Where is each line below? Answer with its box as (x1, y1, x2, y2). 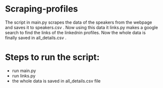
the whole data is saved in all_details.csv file (12, 78, 101, 84)
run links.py (12, 73, 35, 78)
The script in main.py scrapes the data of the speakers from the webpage (5, 19, 152, 25)
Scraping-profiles (5, 3, 78, 15)
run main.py (12, 68, 36, 73)
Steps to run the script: (5, 52, 100, 63)
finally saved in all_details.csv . (5, 35, 66, 41)
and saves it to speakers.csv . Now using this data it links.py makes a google (5, 24, 158, 30)
